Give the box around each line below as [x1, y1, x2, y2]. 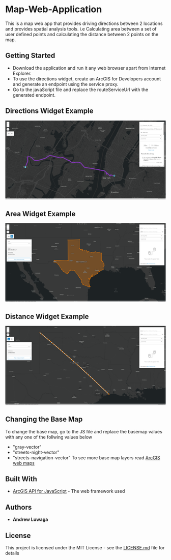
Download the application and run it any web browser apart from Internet [12, 65, 166, 71]
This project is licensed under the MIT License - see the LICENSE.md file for [5, 545, 165, 551]
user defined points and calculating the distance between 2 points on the [5, 31, 159, 37]
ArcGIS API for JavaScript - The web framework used [12, 488, 125, 494]
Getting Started [5, 51, 55, 60]
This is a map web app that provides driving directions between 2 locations [5, 20, 163, 26]
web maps [12, 460, 35, 466]
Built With [5, 475, 37, 484]
